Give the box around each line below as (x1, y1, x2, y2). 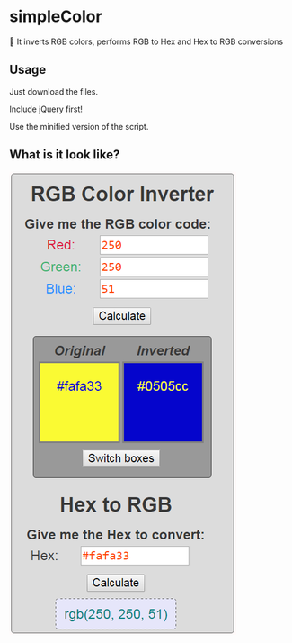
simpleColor (9, 6, 102, 27)
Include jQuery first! (9, 104, 84, 114)
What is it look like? (9, 147, 120, 163)
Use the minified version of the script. (9, 121, 149, 131)
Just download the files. (9, 86, 99, 96)
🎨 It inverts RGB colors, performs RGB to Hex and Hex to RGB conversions (9, 36, 284, 47)
